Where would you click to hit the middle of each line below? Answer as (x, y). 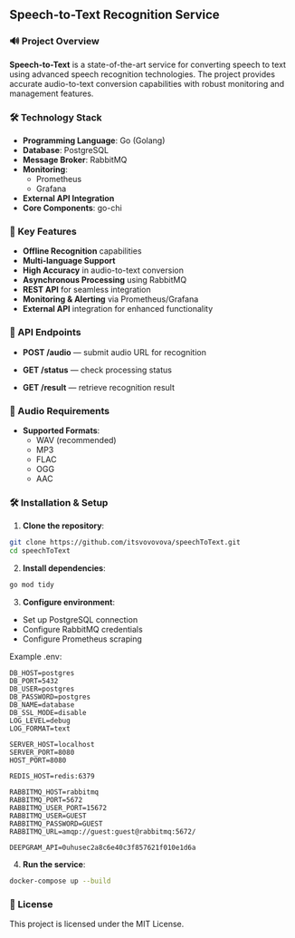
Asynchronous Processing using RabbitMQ (105, 280)
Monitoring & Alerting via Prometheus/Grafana (110, 299)
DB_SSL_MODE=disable (48, 712)
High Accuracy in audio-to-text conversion (103, 270)
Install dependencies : (64, 568)
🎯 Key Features (43, 231)
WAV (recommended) (76, 440)
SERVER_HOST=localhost (52, 744)
